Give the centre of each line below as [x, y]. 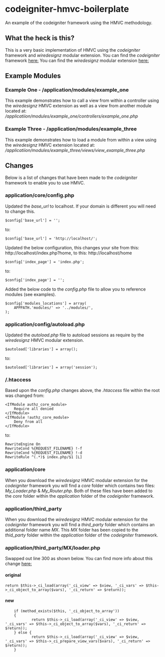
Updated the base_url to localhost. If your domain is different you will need [81, 206]
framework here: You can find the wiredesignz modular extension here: [77, 60]
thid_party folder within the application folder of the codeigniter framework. [82, 535]
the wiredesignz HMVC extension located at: [50, 145]
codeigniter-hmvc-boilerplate [67, 9]
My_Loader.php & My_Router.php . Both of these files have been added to [79, 491]
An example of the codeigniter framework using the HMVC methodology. [79, 23]
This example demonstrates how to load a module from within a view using [81, 140]
